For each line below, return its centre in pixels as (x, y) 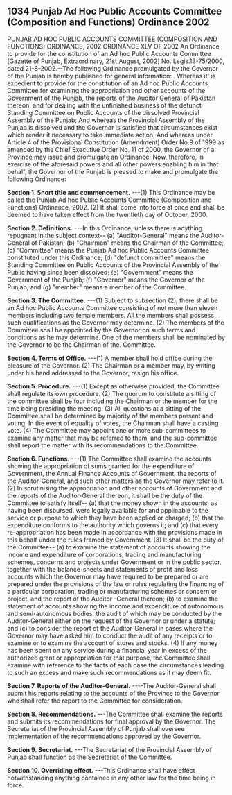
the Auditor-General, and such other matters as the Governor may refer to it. (116, 481)
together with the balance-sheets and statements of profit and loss (103, 569)
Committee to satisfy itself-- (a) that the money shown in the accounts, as (113, 503)
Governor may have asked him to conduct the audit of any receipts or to (110, 635)
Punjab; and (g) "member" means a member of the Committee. (97, 287)
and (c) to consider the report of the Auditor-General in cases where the (110, 628)
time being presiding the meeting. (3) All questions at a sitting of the (104, 408)
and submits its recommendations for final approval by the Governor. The (111, 721)
